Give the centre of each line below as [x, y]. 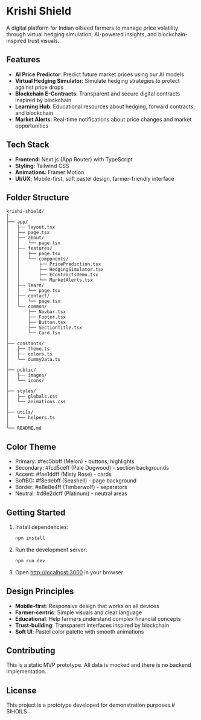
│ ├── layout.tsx [31, 227]
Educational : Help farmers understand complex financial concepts [98, 618]
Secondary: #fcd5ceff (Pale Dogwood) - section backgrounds [92, 468]
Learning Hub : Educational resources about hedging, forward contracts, [105, 106]
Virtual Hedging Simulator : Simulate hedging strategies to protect [97, 80]
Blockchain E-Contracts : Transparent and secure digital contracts [97, 93]
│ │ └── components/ [37, 259]
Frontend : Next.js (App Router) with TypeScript [74, 159]
